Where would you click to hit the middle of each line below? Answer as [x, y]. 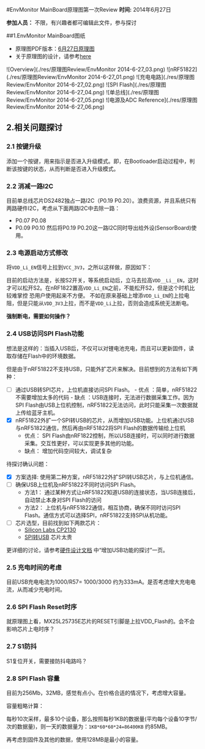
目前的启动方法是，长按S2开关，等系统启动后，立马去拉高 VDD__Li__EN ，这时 [102, 280]
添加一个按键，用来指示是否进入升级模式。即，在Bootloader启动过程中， [98, 161]
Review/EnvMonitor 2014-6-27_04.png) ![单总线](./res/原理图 [83, 92]
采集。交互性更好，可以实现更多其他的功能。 [81, 443]
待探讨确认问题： [28, 464]
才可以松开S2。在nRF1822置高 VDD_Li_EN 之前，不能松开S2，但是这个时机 [98, 288]
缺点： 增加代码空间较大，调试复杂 [68, 451]
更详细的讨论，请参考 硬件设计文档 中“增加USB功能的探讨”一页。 [87, 550]
